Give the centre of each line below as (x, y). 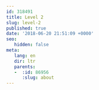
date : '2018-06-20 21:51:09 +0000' (50, 34)
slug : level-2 (24, 22)
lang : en (25, 56)
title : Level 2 (25, 17)
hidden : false (31, 45)
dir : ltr (25, 61)
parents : (25, 67)
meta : (13, 50)
